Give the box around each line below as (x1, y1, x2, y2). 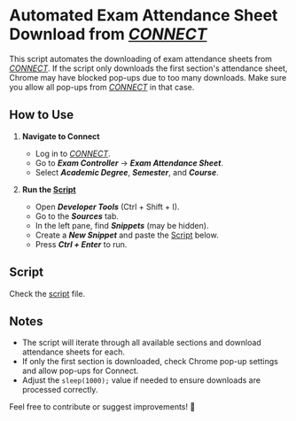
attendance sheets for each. (21, 347, 126, 357)
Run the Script (21, 183, 77, 195)
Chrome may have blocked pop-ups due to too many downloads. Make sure (9, 72, 287, 82)
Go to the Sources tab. (35, 210, 120, 222)
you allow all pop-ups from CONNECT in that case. (9, 82, 195, 92)
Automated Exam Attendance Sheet (9, 5, 278, 26)
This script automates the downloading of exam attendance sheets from (9, 53, 273, 64)
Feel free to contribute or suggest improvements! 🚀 (9, 402, 196, 412)
